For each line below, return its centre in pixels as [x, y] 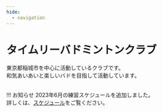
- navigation [28, 18]
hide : [13, 12]
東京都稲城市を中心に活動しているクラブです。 [65, 68]
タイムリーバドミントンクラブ [82, 50]
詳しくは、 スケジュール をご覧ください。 [57, 103]
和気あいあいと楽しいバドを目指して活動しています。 [73, 76]
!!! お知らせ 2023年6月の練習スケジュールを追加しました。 [80, 95]
